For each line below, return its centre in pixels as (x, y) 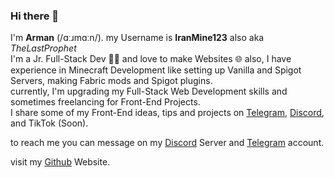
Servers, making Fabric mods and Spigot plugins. (111, 81)
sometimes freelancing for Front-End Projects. (105, 102)
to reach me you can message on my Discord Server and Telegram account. (167, 143)
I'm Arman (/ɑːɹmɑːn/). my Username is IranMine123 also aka (137, 38)
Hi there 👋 (35, 16)
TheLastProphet (43, 48)
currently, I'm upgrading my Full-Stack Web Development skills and (149, 91)
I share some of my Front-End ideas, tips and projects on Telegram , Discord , (167, 113)
